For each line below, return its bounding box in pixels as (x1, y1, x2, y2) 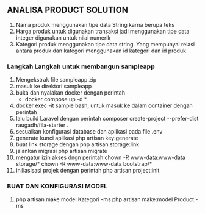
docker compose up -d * (24, 96, 87, 103)
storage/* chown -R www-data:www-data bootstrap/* (15, 160, 153, 168)
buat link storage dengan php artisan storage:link (15, 141, 140, 148)
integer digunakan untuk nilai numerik (15, 34, 111, 41)
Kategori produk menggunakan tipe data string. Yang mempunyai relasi (15, 40, 195, 48)
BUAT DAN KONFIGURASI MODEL (7, 182, 108, 191)
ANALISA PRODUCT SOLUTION (7, 5, 129, 15)
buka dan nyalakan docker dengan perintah (15, 89, 126, 96)
